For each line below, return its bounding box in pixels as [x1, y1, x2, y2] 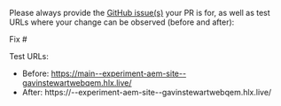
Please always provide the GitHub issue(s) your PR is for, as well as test [9, 8, 270, 18]
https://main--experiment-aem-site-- [51, 68, 187, 79]
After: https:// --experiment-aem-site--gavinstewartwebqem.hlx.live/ [21, 87, 272, 97]
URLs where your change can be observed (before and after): [9, 17, 235, 27]
